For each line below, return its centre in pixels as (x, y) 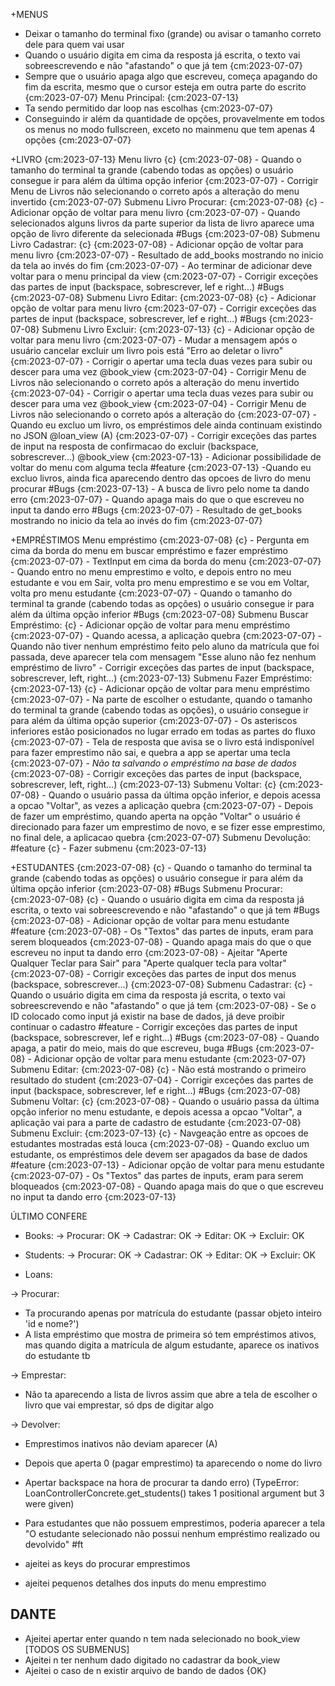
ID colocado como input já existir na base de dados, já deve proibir (148, 1016)
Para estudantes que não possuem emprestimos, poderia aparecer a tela (175, 1523)
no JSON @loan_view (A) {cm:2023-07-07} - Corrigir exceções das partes (163, 435)
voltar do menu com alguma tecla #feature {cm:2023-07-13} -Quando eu (161, 467)
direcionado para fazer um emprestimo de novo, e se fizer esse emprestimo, (168, 827)
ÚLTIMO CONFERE (49, 1216)
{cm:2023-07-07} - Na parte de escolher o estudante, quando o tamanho (161, 699)
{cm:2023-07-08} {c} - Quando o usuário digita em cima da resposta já (157, 899)
